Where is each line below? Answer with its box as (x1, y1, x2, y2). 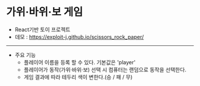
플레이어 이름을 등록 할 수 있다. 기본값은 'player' (23, 58, 136, 65)
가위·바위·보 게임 (6, 5, 83, 19)
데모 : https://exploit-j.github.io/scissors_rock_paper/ (14, 33, 144, 40)
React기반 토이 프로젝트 (14, 26, 71, 33)
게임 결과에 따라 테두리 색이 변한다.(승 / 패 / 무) (23, 73, 133, 80)
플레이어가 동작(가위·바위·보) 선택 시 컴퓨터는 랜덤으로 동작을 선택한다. (23, 66, 186, 73)
